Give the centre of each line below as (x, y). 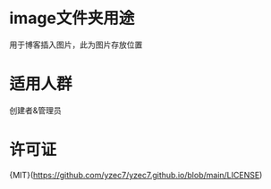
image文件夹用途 (72, 18)
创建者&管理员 (36, 110)
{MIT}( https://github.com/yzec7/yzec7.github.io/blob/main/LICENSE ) (136, 175)
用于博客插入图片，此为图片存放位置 (76, 45)
